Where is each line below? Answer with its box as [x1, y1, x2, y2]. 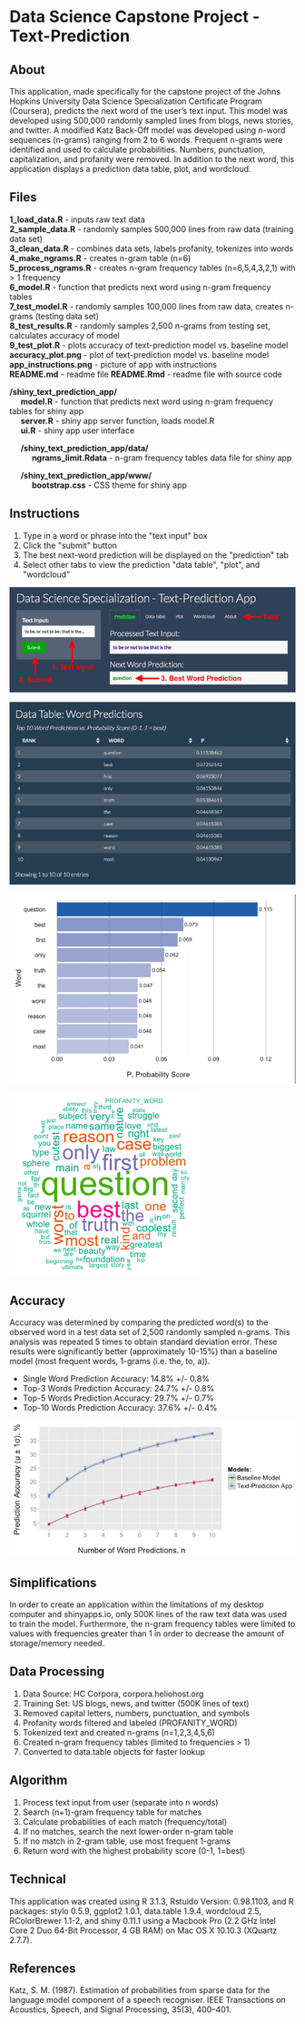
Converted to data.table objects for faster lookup [22, 1746, 206, 1757]
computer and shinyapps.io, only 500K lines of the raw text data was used [9, 1609, 288, 1620]
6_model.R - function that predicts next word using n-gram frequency [9, 281, 271, 292]
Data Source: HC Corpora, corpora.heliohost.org [22, 1688, 204, 1699]
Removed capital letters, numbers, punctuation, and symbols [22, 1707, 251, 1718]
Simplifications [9, 1574, 97, 1590]
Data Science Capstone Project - [9, 6, 261, 27]
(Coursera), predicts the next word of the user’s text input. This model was [9, 106, 289, 116]
